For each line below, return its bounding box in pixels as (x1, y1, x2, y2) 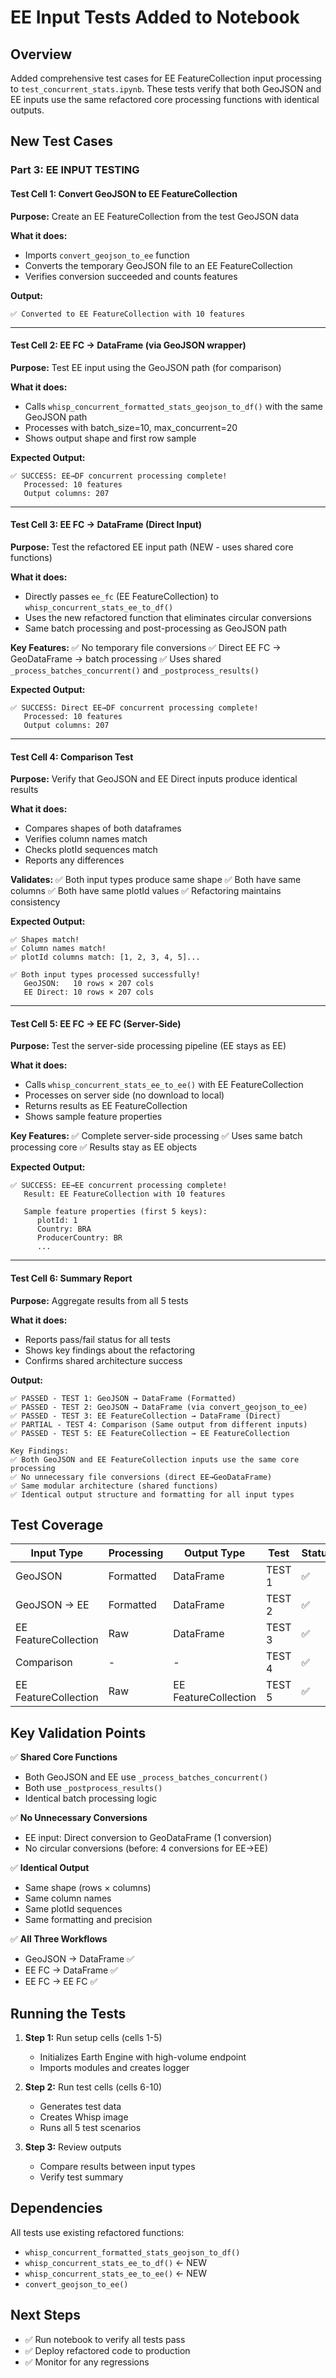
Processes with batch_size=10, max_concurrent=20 (24, 421, 238, 433)
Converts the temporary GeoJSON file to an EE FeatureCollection (24, 259, 293, 271)
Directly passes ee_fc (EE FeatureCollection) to (24, 590, 219, 602)
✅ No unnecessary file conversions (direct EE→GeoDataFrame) (10, 1472, 273, 1482)
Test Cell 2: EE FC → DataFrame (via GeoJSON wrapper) (10, 339, 247, 351)
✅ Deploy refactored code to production (24, 2344, 191, 2356)
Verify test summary (39, 2171, 124, 2183)
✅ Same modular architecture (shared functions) (10, 1481, 219, 1491)
